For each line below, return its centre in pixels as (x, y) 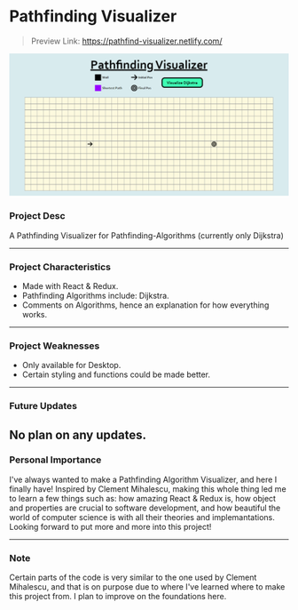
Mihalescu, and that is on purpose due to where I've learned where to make (147, 587)
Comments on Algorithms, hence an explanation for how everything (145, 305)
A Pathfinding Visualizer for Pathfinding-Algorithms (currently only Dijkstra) (146, 235)
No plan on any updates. (78, 434)
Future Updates (43, 406)
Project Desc (37, 216)
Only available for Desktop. (71, 365)
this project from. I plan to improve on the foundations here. (118, 597)
